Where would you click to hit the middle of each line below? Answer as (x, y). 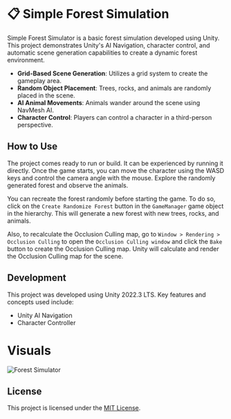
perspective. (35, 124)
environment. (26, 59)
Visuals (29, 350)
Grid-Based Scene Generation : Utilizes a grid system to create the (112, 73)
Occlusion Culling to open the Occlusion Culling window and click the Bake (115, 241)
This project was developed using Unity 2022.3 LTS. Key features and (107, 295)
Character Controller (46, 322)
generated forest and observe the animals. (68, 185)
